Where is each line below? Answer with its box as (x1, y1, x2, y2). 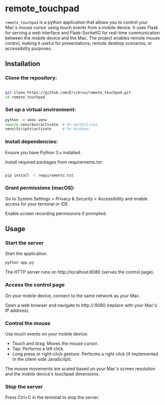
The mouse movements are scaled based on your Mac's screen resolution (5, 366, 156, 371)
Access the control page (5, 281, 65, 288)
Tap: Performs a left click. (12, 345, 65, 351)
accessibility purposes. (5, 45, 52, 51)
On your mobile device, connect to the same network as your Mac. (5, 293, 140, 299)
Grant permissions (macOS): (5, 184, 75, 191)
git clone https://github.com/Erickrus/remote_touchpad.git (5, 90, 132, 95)
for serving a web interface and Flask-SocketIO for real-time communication (5, 30, 160, 35)
